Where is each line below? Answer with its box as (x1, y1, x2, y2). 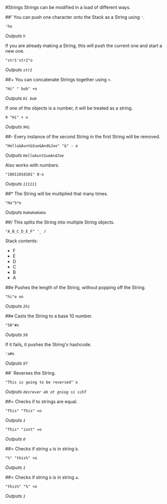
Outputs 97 (5, 360, 28, 366)
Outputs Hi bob (5, 95, 37, 101)
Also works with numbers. (5, 162, 60, 168)
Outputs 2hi (5, 303, 30, 309)
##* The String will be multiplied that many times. (5, 191, 108, 197)
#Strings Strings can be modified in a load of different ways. (5, 5, 131, 10)
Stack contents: (5, 238, 38, 244)
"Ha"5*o (5, 200, 22, 205)
